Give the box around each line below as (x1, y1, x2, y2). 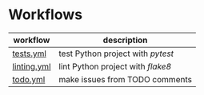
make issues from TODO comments (58, 73, 192, 85)
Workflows (8, 6, 82, 24)
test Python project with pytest (58, 48, 174, 59)
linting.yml (12, 61, 51, 72)
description (102, 34, 148, 46)
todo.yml (12, 73, 46, 85)
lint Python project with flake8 (58, 61, 172, 72)
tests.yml (12, 48, 46, 59)
